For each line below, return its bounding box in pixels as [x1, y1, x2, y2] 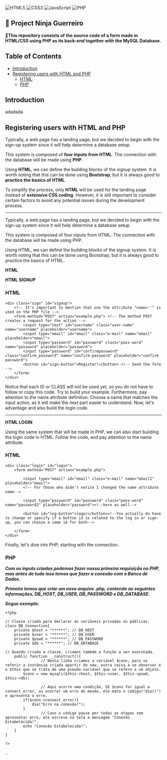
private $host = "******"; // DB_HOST [14, 628, 94, 633]
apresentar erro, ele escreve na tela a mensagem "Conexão [5, 715, 130, 720]
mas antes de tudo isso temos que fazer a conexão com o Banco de [5, 571, 148, 577]
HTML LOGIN [5, 419, 33, 425]
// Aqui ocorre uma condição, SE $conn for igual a [40, 685, 150, 690]
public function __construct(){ [14, 654, 81, 659]
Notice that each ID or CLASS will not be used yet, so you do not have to [5, 383, 154, 389]
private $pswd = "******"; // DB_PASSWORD [14, 636, 103, 642]
